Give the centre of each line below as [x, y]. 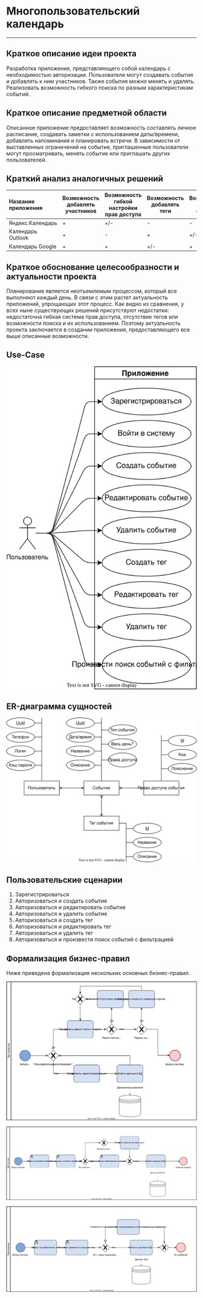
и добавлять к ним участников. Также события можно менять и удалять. [101, 81]
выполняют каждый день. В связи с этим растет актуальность [87, 297]
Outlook [19, 238]
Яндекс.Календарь [33, 223]
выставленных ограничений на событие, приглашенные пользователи [97, 147]
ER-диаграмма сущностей [59, 706]
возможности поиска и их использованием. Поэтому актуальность [94, 323]
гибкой [123, 201]
